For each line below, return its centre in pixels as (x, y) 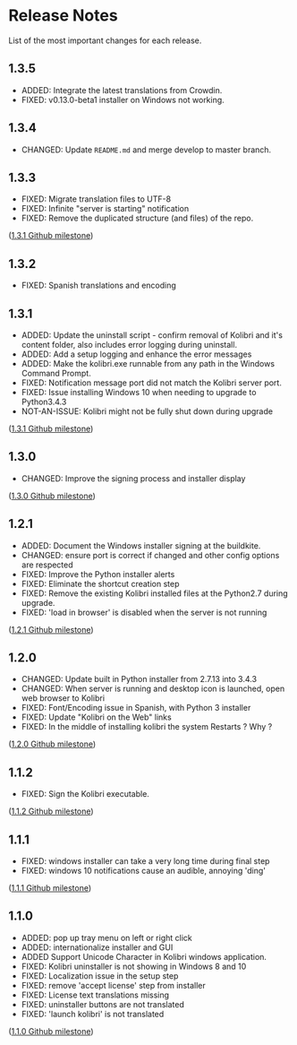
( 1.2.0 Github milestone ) (52, 744)
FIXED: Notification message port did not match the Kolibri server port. (152, 383)
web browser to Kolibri (63, 698)
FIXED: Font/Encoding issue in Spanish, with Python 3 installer (136, 708)
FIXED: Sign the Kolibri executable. (85, 794)
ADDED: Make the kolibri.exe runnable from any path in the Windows (148, 363)
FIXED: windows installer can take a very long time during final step (145, 861)
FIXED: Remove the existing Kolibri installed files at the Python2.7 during (154, 593)
